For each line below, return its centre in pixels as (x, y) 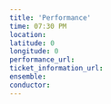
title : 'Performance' (50, 18)
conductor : (30, 85)
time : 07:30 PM (38, 26)
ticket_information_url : (56, 69)
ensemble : (28, 77)
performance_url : (42, 60)
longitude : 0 (34, 52)
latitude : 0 (32, 43)
